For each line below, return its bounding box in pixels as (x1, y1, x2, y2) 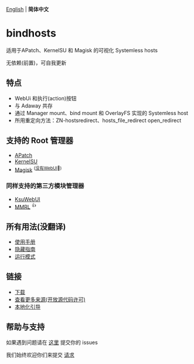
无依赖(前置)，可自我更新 (6, 59, 67, 66)
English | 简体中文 (6, 6, 49, 12)
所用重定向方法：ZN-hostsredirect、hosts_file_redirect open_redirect (14, 117, 182, 124)
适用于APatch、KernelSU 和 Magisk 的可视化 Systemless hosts (6, 46, 158, 53)
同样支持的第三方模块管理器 (6, 182, 84, 190)
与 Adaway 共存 (14, 102, 53, 109)
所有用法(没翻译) (6, 221, 66, 231)
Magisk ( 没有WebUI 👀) (14, 165, 62, 173)
